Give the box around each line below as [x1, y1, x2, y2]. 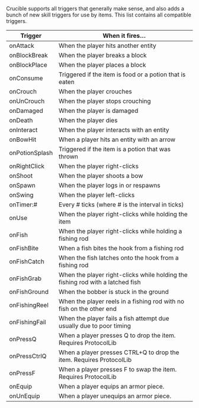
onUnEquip [9, 392, 40, 400]
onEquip [9, 383, 33, 390]
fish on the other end [58, 305, 117, 313]
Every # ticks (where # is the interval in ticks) [58, 200, 184, 209]
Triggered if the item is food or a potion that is [58, 70, 186, 79]
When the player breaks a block [58, 51, 147, 59]
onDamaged [9, 106, 43, 115]
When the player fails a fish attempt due [58, 315, 170, 322]
